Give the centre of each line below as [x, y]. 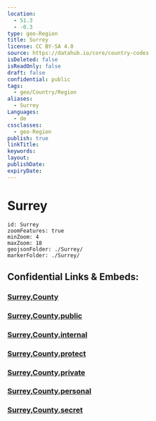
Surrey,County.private [46, 372]
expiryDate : [25, 171]
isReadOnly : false [34, 66]
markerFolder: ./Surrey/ [44, 255]
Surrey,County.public [45, 315]
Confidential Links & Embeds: [73, 276]
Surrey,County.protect [47, 353]
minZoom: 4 [23, 237]
